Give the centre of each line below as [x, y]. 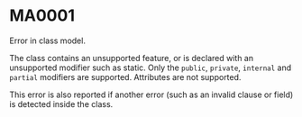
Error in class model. [47, 40]
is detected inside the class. [61, 103]
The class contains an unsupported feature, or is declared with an [132, 58]
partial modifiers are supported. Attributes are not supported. [125, 76]
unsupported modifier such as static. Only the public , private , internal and [151, 67]
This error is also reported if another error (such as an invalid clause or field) [151, 94]
